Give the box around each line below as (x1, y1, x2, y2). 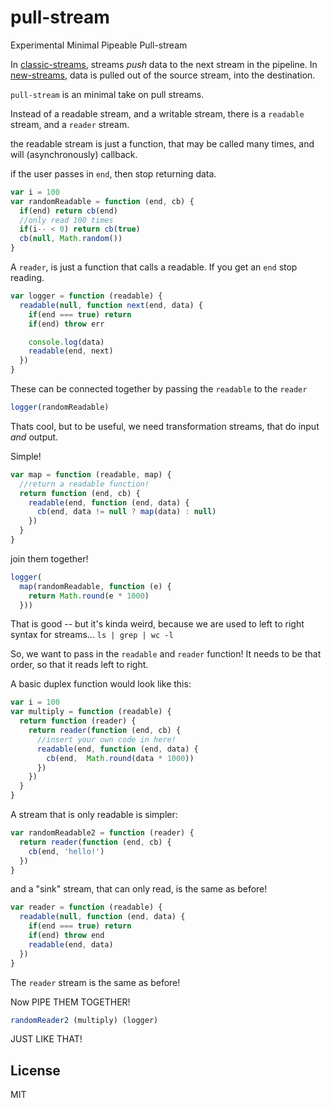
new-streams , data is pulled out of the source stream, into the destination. (10, 69, 316, 81)
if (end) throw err (28, 319, 105, 329)
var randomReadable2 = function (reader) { (10, 828, 195, 838)
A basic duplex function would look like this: (10, 678, 192, 690)
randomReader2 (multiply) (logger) (10, 1015, 159, 1025)
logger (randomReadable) (10, 402, 110, 413)
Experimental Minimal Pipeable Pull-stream (10, 39, 188, 51)
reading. (10, 272, 45, 284)
